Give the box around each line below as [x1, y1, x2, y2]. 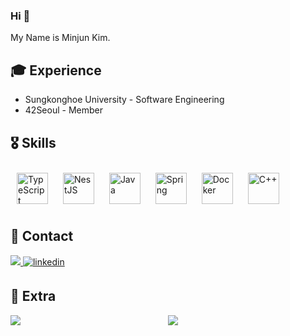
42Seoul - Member [24, 104, 103, 116]
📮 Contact [10, 228, 74, 245]
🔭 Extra [10, 288, 57, 305]
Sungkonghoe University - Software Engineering [24, 94, 225, 106]
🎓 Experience [10, 62, 102, 79]
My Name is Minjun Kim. [10, 32, 111, 44]
